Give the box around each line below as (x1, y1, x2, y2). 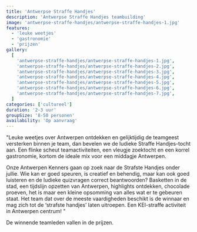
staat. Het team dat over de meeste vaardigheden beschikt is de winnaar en (6, 195, 190, 203)
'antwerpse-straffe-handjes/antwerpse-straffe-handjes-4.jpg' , (16, 74, 175, 80)
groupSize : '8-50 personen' (6, 112, 75, 118)
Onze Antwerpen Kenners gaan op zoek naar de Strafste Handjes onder (6, 164, 181, 171)
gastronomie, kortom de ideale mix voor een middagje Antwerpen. (6, 153, 166, 160)
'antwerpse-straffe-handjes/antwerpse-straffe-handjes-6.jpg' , (16, 85, 175, 91)
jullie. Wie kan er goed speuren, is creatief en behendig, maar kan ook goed (6, 170, 190, 177)
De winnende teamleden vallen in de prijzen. (6, 219, 113, 226)
